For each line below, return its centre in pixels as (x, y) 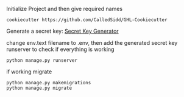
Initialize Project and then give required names (65, 9)
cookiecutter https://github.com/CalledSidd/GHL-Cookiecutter (87, 20)
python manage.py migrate (39, 88)
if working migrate (29, 72)
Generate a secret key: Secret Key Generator (62, 31)
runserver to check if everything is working (60, 49)
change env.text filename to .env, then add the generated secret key (92, 43)
